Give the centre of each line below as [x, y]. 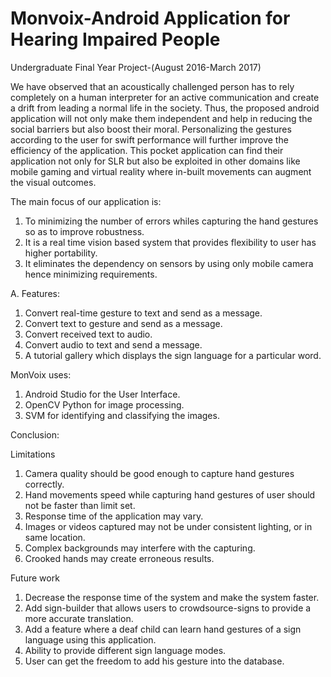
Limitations [33, 454]
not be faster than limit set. [80, 505]
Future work [35, 578]
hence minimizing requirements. [91, 274]
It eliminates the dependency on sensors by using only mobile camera [169, 263]
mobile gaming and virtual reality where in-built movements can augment [161, 171]
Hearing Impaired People [115, 39]
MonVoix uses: [41, 374]
